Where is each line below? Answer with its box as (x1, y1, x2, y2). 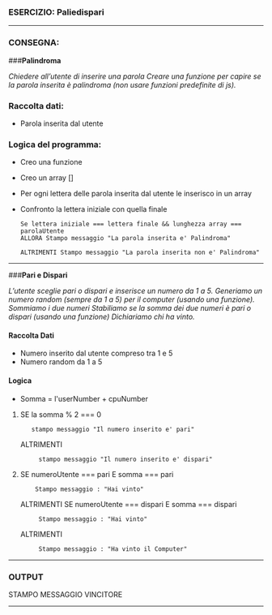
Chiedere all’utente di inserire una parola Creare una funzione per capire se (8, 71, 261, 81)
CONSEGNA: (8, 37, 60, 49)
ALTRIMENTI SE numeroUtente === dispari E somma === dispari (19, 499, 237, 509)
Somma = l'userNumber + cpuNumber (19, 394, 148, 403)
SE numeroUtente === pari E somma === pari (19, 469, 174, 479)
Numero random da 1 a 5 (19, 357, 103, 367)
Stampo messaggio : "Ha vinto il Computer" (38, 544, 188, 553)
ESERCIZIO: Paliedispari (8, 6, 104, 18)
